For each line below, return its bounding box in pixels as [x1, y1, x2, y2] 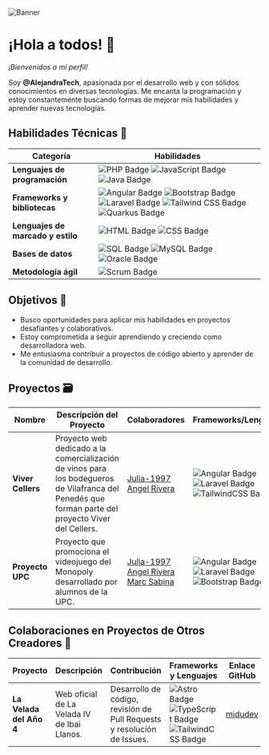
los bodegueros [54, 473, 114, 485]
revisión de [110, 704, 152, 715]
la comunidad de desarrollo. [19, 357, 113, 367]
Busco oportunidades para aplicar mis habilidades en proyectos [19, 315, 231, 324]
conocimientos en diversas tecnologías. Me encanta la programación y [8, 86, 242, 95]
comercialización [54, 453, 120, 465]
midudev [225, 708, 259, 720]
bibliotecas [12, 201, 56, 213]
